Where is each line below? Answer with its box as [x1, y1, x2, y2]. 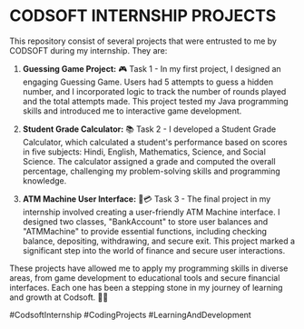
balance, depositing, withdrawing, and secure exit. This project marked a [22, 235, 296, 246]
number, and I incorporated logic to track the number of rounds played [22, 85, 287, 96]
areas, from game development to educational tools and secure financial [9, 272, 280, 283]
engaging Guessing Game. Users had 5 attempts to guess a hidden [22, 76, 274, 87]
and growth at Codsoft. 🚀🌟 [9, 292, 109, 303]
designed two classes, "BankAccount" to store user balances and [22, 215, 269, 227]
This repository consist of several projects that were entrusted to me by [9, 35, 277, 46]
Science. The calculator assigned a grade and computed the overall [22, 155, 276, 166]
